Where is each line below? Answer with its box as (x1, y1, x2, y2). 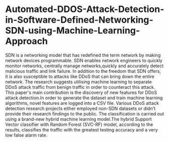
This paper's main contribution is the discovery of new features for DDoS (5, 89, 157, 95)
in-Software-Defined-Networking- (5, 14, 153, 26)
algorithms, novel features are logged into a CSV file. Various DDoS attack (5, 100, 159, 106)
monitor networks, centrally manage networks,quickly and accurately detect (5, 63, 164, 69)
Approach (5, 36, 48, 47)
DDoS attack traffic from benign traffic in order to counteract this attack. (5, 84, 155, 90)
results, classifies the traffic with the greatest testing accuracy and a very (5, 126, 158, 132)
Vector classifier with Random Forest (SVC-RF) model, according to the (5, 121, 153, 127)
